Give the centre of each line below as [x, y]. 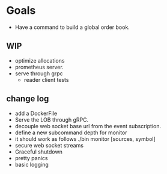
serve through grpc [39, 73]
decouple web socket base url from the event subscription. [88, 126]
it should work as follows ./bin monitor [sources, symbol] [85, 138]
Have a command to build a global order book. [72, 27]
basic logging [32, 164]
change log [28, 99]
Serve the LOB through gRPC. [52, 120]
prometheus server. [39, 67]
